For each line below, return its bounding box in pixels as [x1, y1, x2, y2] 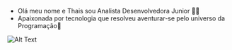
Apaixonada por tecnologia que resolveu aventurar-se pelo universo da [17, 14, 225, 23]
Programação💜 [17, 22, 62, 30]
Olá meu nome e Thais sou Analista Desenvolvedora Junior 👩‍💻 [17, 7, 200, 15]
